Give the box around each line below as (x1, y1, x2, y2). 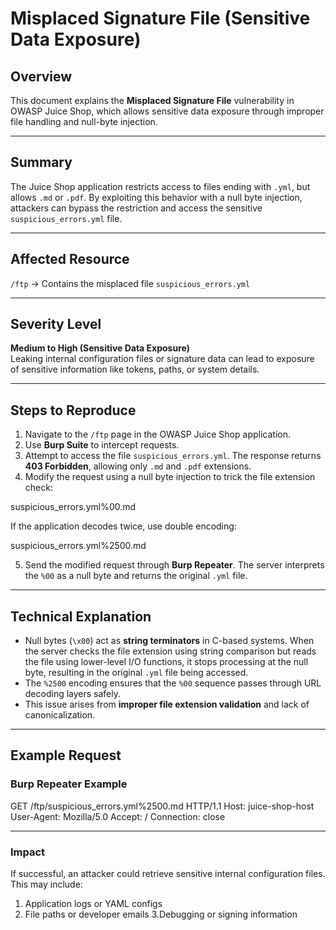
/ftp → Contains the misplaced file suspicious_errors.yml (10, 277, 251, 289)
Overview (10, 68, 73, 85)
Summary (10, 154, 73, 171)
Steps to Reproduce (10, 402, 137, 419)
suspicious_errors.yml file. (10, 212, 123, 224)
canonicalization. (24, 709, 96, 721)
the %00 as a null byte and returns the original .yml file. (24, 570, 248, 582)
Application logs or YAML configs (24, 898, 163, 910)
